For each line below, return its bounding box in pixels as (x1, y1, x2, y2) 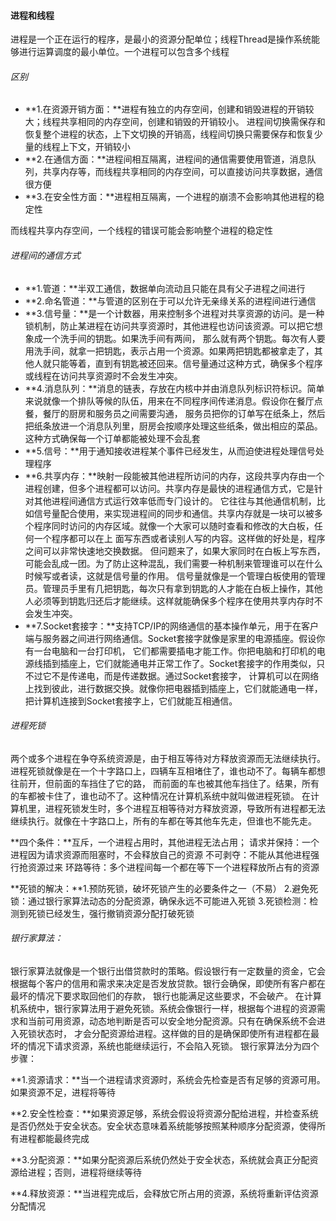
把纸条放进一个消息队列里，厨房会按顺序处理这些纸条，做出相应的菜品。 (24, 420, 323, 432)
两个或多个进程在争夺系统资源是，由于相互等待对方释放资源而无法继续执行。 (10, 752, 326, 764)
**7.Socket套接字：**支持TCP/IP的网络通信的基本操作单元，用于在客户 (24, 620, 320, 632)
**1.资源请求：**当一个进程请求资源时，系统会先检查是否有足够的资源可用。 (10, 1074, 326, 1086)
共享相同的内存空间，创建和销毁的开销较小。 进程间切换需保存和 (59, 116, 326, 128)
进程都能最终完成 (18, 1133, 90, 1145)
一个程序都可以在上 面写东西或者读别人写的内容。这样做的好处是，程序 (33, 532, 326, 544)
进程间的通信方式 (10, 250, 81, 261)
